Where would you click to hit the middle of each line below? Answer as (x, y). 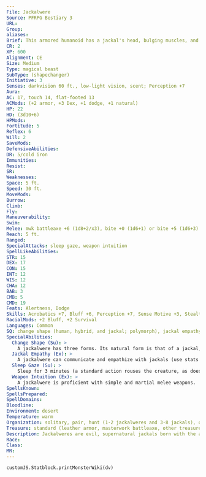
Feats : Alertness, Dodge (38, 308)
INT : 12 (16, 274)
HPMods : (16, 120)
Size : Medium (23, 63)
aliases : (17, 35)
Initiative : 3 (25, 80)
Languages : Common (30, 326)
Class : (15, 445)
